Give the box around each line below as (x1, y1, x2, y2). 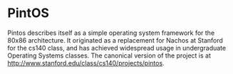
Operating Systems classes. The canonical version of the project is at (7, 51, 212, 60)
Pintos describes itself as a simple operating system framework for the (7, 28, 215, 37)
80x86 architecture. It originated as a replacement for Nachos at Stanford (7, 36, 223, 44)
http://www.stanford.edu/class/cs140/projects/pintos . (7, 58, 165, 67)
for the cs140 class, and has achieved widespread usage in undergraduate (7, 43, 227, 52)
